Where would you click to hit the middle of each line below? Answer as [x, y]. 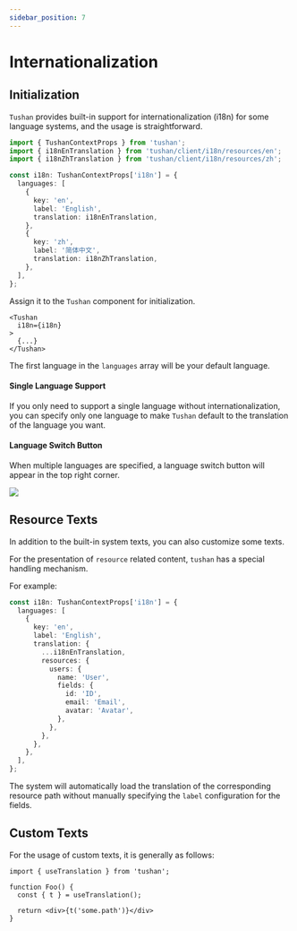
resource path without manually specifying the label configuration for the [145, 796]
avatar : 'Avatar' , [100, 711]
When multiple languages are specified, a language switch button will [137, 465]
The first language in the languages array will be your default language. [140, 365]
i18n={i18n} [40, 325]
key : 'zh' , [53, 242]
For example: [34, 586]
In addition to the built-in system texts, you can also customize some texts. [147, 541]
